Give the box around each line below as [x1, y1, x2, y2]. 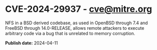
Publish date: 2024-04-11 [5, 40, 58, 46]
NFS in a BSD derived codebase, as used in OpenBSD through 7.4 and [5, 20, 148, 26]
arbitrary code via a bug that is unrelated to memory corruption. [5, 30, 135, 36]
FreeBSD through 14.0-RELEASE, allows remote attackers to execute [5, 25, 145, 31]
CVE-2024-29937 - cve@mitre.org [5, 3, 153, 15]
